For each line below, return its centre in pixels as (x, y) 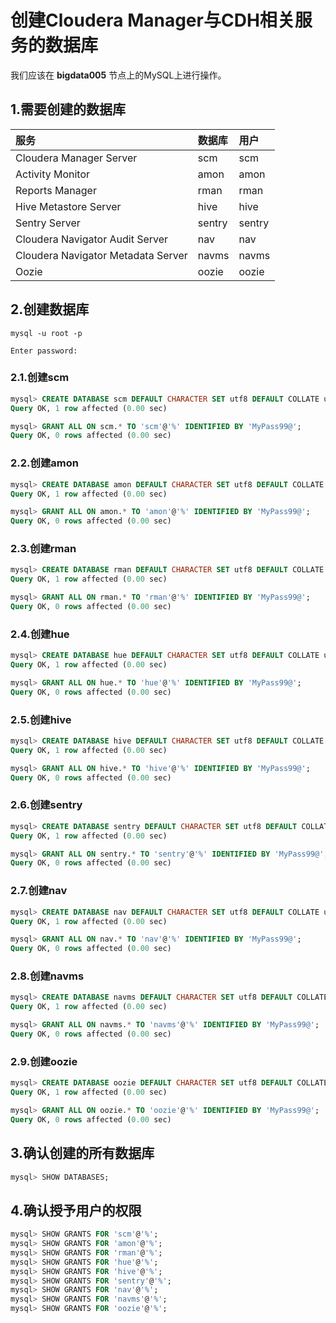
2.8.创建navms (47, 976)
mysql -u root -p (46, 333)
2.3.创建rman (43, 549)
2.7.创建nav (39, 891)
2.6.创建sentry (46, 805)
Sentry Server (48, 223)
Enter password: (44, 351)
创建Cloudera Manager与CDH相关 (152, 20)
